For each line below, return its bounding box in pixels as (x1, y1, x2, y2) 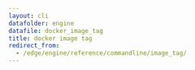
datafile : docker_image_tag (8, 27, 104, 35)
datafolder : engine (8, 19, 75, 27)
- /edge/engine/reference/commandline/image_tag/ (15, 49, 187, 57)
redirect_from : (8, 42, 60, 50)
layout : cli (8, 11, 49, 20)
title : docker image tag (8, 34, 93, 43)
